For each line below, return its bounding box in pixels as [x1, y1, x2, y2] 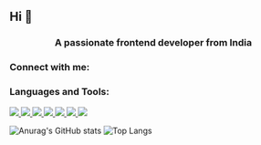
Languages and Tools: [9, 86, 110, 98]
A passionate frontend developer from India [54, 36, 253, 49]
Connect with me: [9, 61, 90, 74]
